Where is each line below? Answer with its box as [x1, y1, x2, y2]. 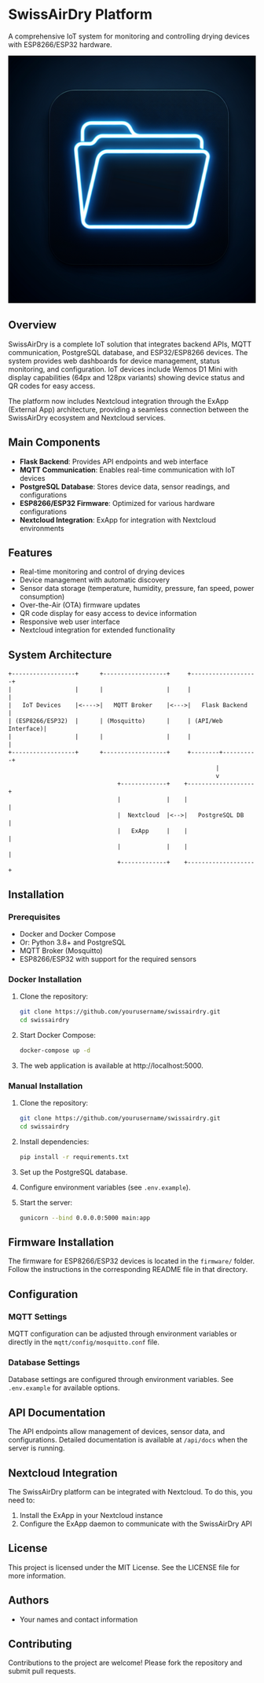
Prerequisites [8, 911, 60, 922]
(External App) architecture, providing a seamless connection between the [8, 405, 249, 414]
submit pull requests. [8, 1666, 76, 1676]
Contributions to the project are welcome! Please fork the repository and [8, 1658, 243, 1667]
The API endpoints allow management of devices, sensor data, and [8, 1427, 225, 1436]
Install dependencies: [19, 1137, 90, 1146]
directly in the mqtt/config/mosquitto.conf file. [8, 1337, 159, 1347]
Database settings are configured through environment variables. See [8, 1375, 234, 1384]
